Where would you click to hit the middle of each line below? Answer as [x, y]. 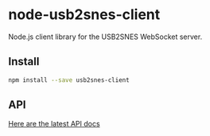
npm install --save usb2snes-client [69, 80]
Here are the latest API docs [54, 124]
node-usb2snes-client [84, 15]
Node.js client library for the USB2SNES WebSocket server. [105, 37]
